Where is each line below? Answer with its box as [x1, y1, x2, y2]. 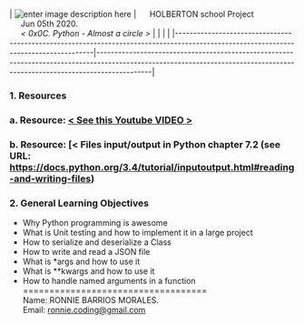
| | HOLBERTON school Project [9, 9, 254, 19]
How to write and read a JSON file [22, 247, 151, 258]
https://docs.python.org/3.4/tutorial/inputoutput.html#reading [9, 160, 295, 173]
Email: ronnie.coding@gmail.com [22, 305, 146, 316]
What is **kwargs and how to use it [22, 266, 155, 277]
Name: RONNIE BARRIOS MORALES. [22, 295, 160, 306]
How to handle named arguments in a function [22, 276, 197, 287]
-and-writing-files [9, 172, 92, 185]
